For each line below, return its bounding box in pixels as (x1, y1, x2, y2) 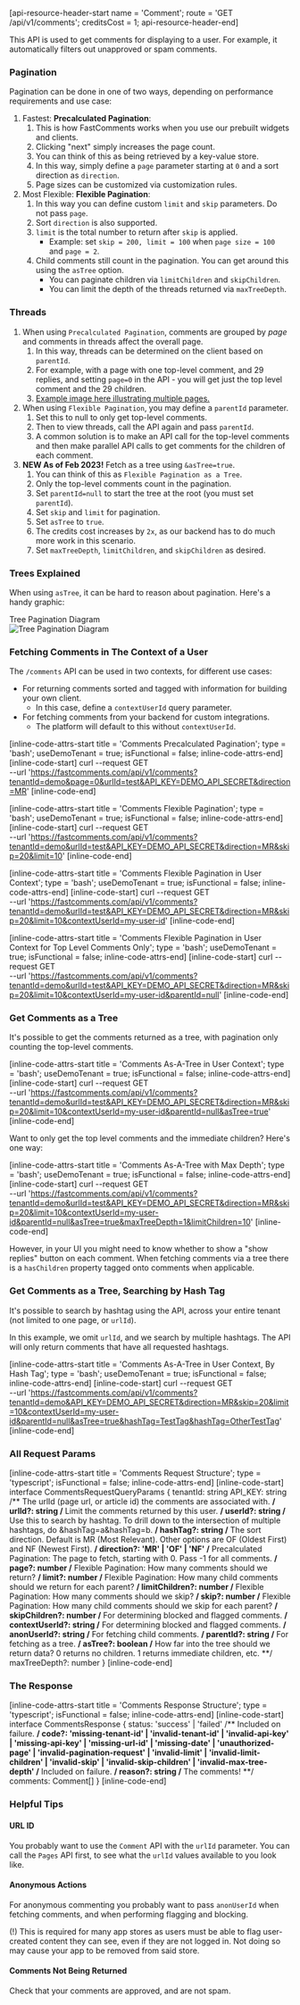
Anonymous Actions (9, 1879, 87, 1891)
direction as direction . (35, 170, 121, 181)
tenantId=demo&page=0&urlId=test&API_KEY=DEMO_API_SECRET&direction (9, 777, 291, 787)
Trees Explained (9, 567, 81, 579)
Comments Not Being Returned (9, 1966, 128, 1976)
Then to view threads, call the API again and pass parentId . (35, 421, 254, 432)
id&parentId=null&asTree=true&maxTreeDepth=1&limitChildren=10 (9, 1217, 252, 1227)
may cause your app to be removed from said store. (9, 1945, 200, 1956)
